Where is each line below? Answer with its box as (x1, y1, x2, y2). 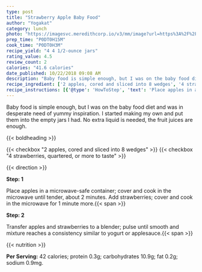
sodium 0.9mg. (6, 259, 44, 266)
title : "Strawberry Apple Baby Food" (6, 14, 101, 20)
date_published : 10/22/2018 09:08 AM (6, 70, 101, 76)
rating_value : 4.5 (6, 53, 52, 59)
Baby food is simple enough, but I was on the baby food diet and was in (6, 103, 183, 110)
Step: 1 (6, 175, 24, 183)
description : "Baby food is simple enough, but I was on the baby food (6, 76, 189, 82)
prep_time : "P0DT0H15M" (6, 37, 66, 43)
